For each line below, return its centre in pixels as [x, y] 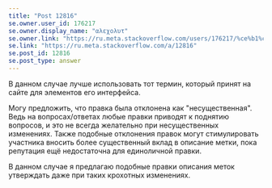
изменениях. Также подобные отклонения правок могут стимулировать [134, 133]
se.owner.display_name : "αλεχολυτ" [68, 31]
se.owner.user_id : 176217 [52, 23]
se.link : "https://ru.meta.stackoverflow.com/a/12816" [103, 46]
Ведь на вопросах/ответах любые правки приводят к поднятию [119, 116]
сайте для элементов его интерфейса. [74, 92]
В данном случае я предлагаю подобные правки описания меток [121, 166]
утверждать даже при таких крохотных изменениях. [100, 175]
